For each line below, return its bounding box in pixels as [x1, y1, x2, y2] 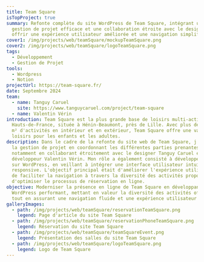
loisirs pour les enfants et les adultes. [12, 133, 121, 140]
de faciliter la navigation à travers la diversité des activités [12, 173, 183, 179]
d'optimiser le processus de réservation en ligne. [12, 179, 146, 185]
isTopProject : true [6, 15, 56, 21]
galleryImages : [6, 201, 45, 207]
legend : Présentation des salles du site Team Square [17, 235, 156, 241]
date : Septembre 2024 [6, 88, 61, 94]
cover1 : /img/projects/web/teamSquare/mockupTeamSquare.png [6, 37, 162, 43]
